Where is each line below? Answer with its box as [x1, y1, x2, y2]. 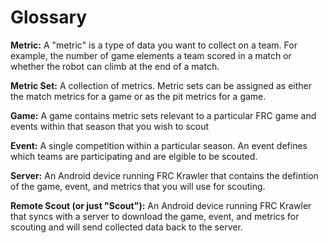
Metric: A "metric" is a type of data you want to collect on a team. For [10, 39, 298, 51]
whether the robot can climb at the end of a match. [10, 60, 220, 72]
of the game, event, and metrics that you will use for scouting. [10, 180, 266, 192]
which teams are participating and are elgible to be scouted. [10, 150, 258, 162]
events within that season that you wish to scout [10, 120, 210, 132]
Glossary [10, 6, 88, 29]
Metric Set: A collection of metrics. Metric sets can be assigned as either [10, 79, 312, 91]
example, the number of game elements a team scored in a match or [10, 49, 292, 61]
